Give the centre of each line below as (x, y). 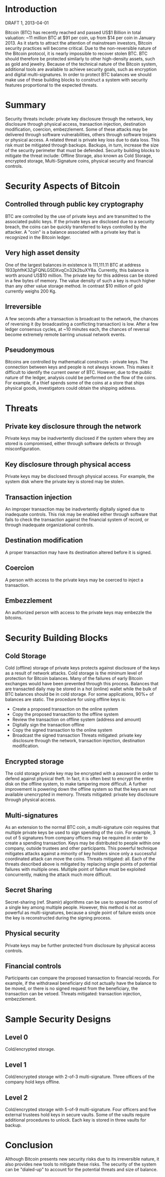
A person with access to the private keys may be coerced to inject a (74, 580)
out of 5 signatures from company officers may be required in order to (77, 838)
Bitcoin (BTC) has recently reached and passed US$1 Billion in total (73, 32)
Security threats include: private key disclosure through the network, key (79, 119)
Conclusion (29, 1145)
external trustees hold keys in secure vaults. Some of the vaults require (78, 1115)
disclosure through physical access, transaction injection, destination (76, 124)
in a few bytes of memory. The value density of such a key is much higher (80, 280)
